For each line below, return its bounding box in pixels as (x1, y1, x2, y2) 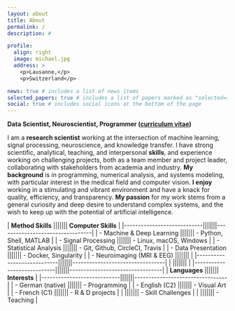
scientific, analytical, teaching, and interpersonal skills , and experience (7, 148, 213, 157)
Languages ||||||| (169, 266, 219, 275)
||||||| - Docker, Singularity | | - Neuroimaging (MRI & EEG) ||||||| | (7, 251, 194, 260)
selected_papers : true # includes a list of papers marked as (7, 94, 192, 102)
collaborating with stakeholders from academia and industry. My (7, 163, 194, 172)
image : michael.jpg (13, 55, 71, 63)
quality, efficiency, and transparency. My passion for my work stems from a (7, 193, 226, 202)
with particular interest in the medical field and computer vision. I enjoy (7, 178, 213, 186)
